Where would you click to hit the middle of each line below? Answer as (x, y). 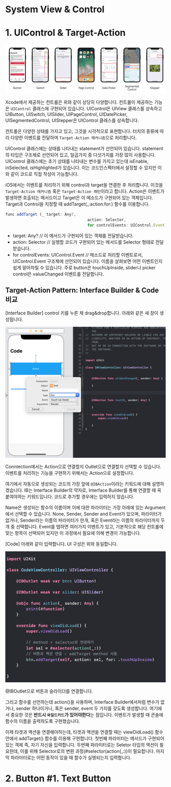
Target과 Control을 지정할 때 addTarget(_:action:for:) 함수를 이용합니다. (78, 204)
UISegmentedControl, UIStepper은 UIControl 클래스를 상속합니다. (72, 121)
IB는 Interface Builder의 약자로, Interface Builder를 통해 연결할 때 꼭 (93, 490)
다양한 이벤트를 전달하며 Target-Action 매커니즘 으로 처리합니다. (74, 138)
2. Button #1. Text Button (58, 779)
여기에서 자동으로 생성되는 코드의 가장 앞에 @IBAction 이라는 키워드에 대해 (78, 483)
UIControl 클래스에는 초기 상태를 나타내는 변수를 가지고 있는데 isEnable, (77, 161)
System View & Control (55, 9)
